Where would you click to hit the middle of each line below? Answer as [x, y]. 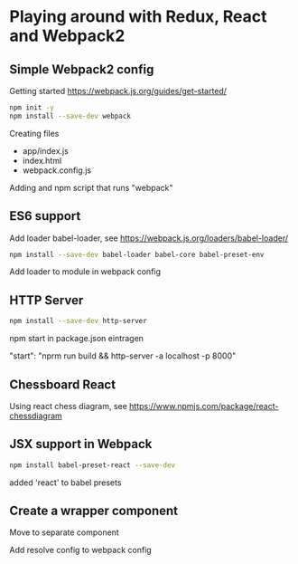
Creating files [34, 133]
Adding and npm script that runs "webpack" [91, 187]
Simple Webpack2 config [82, 69]
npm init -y [32, 108]
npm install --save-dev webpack [70, 116]
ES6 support [45, 216]
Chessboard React [62, 384]
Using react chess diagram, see [69, 406]
